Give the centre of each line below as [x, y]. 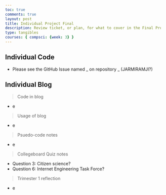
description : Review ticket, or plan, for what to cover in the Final [79, 28]
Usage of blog [32, 116]
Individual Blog [29, 85]
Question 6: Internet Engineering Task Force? [58, 169]
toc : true [15, 10]
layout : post [19, 19]
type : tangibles [22, 33]
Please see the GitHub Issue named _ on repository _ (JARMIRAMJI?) [83, 69]
